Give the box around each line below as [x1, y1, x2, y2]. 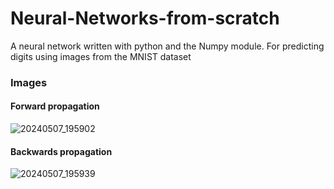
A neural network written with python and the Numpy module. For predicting [10, 40, 325, 52]
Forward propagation [10, 100, 100, 112]
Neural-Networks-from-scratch [10, 7, 280, 30]
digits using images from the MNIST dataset [10, 50, 192, 62]
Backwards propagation [10, 145, 113, 157]
